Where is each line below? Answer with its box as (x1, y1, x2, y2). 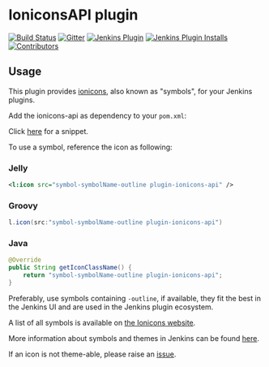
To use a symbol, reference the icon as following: (8, 142, 173, 152)
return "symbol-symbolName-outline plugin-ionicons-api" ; (23, 271, 223, 279)
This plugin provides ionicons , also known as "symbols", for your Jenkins (8, 86, 253, 96)
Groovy (8, 200, 38, 211)
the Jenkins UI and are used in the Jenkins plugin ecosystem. (8, 302, 214, 312)
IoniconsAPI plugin (8, 6, 139, 24)
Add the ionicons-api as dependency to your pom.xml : (8, 110, 187, 120)
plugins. (8, 95, 35, 105)
